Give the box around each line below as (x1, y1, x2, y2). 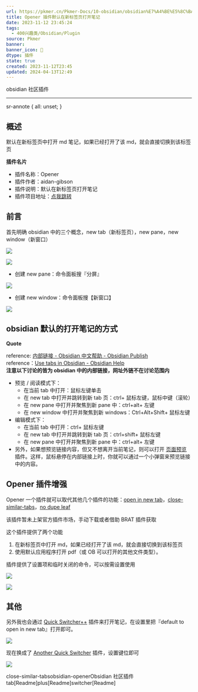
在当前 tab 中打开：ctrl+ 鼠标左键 (23, 423, 104, 431)
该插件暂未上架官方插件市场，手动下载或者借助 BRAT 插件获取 (6, 516, 157, 523)
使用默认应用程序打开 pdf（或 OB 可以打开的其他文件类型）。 (14, 548, 161, 555)
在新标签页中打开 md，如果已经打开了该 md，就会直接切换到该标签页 (14, 541, 183, 548)
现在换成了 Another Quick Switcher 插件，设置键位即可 (6, 649, 140, 657)
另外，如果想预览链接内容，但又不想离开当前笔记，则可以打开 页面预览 (14, 445, 187, 452)
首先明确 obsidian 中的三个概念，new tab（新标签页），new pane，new (6, 228, 179, 236)
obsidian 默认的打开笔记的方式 (6, 324, 118, 334)
